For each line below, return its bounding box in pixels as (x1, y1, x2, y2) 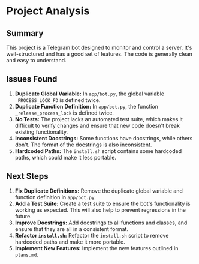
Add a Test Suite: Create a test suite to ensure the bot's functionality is (14, 200, 191, 207)
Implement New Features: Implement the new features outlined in (14, 244, 179, 251)
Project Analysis (6, 4, 90, 18)
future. (14, 212, 32, 220)
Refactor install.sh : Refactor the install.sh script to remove (14, 232, 169, 239)
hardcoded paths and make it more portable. (14, 238, 126, 245)
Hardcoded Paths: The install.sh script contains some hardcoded (14, 147, 182, 154)
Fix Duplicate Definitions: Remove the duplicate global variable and (14, 187, 183, 194)
